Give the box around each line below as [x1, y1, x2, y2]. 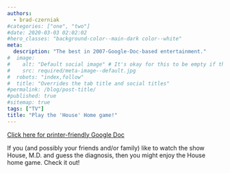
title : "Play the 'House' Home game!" [7, 111, 118, 118]
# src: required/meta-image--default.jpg [7, 67, 136, 74]
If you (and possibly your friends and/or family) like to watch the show [7, 144, 205, 152]
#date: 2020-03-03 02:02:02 [7, 29, 88, 36]
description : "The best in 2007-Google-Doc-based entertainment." [13, 49, 207, 55]
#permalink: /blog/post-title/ [7, 86, 97, 93]
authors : [7, 10, 32, 17]
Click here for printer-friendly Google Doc [7, 131, 125, 139]
